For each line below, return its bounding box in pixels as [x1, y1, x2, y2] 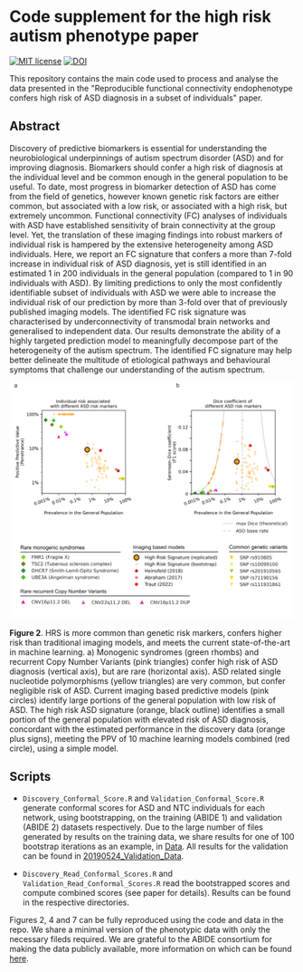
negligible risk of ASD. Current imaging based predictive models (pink [9, 685, 270, 696]
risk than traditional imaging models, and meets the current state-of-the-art [9, 637, 291, 648]
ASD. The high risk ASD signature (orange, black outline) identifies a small [9, 704, 285, 715]
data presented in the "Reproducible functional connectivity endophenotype [9, 82, 294, 93]
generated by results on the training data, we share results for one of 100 [22, 832, 295, 842]
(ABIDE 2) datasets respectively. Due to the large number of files [22, 822, 264, 832]
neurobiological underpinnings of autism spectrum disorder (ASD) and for [9, 152, 284, 163]
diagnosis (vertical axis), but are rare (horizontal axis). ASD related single [9, 666, 282, 677]
